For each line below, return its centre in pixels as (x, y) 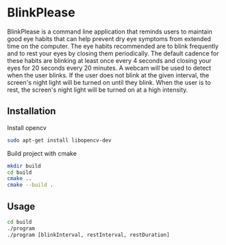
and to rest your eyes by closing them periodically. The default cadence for (113, 53)
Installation (32, 111)
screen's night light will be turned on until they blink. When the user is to (109, 82)
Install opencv (27, 127)
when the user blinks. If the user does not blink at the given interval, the (108, 75)
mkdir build (24, 166)
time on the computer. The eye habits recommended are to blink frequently (113, 46)
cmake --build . (30, 185)
